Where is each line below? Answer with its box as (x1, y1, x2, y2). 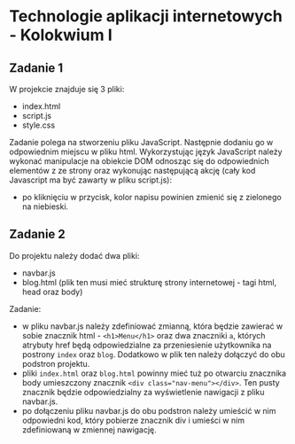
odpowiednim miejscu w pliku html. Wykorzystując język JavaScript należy (9, 146, 283, 157)
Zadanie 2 (9, 227, 66, 242)
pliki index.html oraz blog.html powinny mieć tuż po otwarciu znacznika (21, 368, 286, 378)
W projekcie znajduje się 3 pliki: (9, 84, 125, 94)
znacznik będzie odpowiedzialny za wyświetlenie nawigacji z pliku (21, 386, 265, 397)
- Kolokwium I (9, 25, 113, 45)
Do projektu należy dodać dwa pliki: (9, 250, 140, 261)
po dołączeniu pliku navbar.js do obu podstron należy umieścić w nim (21, 405, 276, 416)
